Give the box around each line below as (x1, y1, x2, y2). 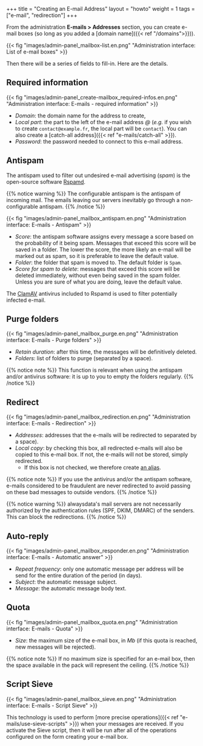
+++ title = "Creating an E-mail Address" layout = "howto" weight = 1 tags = (6, 5, 195, 12)
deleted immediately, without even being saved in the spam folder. (15, 271, 181, 279)
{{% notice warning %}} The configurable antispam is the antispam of (6, 190, 181, 197)
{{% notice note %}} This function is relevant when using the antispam (6, 366, 183, 374)
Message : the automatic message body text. (15, 585, 127, 592)
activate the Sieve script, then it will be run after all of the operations (6, 727, 177, 734)
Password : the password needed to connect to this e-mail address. (15, 138, 183, 145)
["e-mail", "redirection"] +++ (6, 12, 78, 19)
